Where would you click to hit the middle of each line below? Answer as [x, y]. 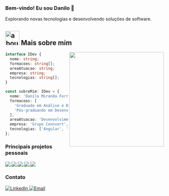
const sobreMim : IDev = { [32, 92]
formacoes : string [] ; [32, 63]
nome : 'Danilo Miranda [33, 96]
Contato [15, 177]
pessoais [17, 153]
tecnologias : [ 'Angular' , [37, 129]
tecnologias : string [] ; [34, 78]
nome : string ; [24, 59]
